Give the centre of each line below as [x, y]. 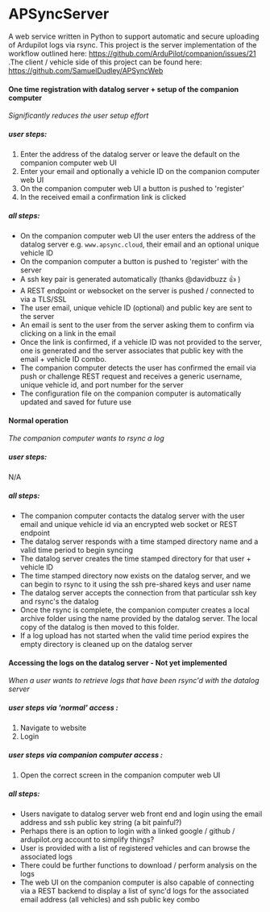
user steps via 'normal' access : [63, 708]
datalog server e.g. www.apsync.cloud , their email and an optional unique [139, 245]
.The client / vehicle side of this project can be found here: [105, 62]
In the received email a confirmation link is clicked [103, 197]
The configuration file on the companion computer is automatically [131, 394]
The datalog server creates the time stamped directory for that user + [135, 559]
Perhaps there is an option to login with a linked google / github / [127, 831]
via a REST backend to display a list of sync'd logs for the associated [134, 891]
